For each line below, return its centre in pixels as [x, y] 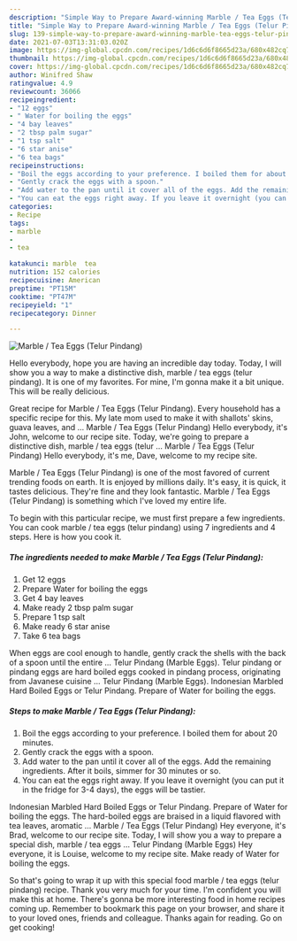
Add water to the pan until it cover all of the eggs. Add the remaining [146, 761]
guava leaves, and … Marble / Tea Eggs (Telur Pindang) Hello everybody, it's [148, 428]
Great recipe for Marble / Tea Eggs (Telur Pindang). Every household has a [145, 409]
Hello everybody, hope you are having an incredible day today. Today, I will [145, 363]
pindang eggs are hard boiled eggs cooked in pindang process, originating [145, 672]
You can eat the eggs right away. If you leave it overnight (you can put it [153, 781]
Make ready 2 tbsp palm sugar [78, 608]
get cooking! [32, 928]
